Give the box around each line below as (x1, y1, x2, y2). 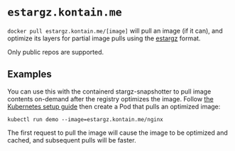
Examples (7, 68, 52, 80)
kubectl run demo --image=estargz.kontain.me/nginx (7, 116, 163, 123)
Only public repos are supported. (7, 47, 104, 56)
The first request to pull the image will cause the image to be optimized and (7, 128, 229, 137)
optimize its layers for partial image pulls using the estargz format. (7, 34, 201, 43)
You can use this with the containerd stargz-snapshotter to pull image (7, 87, 212, 96)
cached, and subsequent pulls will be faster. (7, 135, 136, 144)
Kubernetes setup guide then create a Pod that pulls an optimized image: (7, 102, 221, 111)
